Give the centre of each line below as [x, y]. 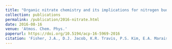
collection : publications [33, 15]
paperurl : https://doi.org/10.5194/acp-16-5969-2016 [63, 34]
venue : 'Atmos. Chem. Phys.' [36, 29]
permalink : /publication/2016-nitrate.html [52, 19]
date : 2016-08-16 [24, 24]
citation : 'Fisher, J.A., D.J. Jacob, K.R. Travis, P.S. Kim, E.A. [79, 39]
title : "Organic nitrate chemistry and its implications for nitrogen [82, 10]
